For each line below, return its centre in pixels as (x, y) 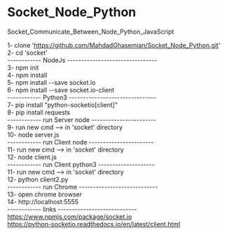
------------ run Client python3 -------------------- (81, 164)
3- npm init (23, 67)
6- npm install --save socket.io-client (61, 90)
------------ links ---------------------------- (72, 209)
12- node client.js (32, 157)
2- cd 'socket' (27, 53)
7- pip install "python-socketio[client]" (62, 105)
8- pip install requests (39, 112)
